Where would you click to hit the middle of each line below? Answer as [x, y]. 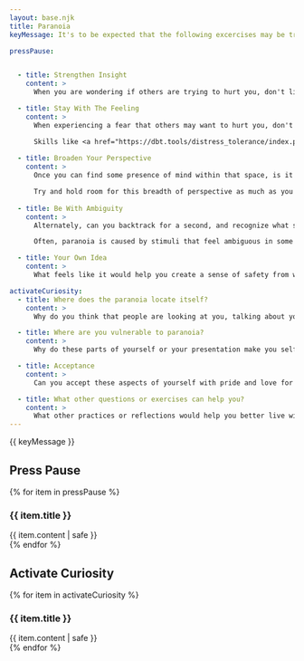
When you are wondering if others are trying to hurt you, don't [159, 92]
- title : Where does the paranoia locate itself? [113, 300]
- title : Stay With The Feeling [79, 109]
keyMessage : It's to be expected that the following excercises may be [147, 34]
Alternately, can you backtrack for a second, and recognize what [161, 225]
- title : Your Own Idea [62, 258]
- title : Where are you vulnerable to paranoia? [111, 333]
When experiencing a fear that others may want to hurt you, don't [163, 125]
